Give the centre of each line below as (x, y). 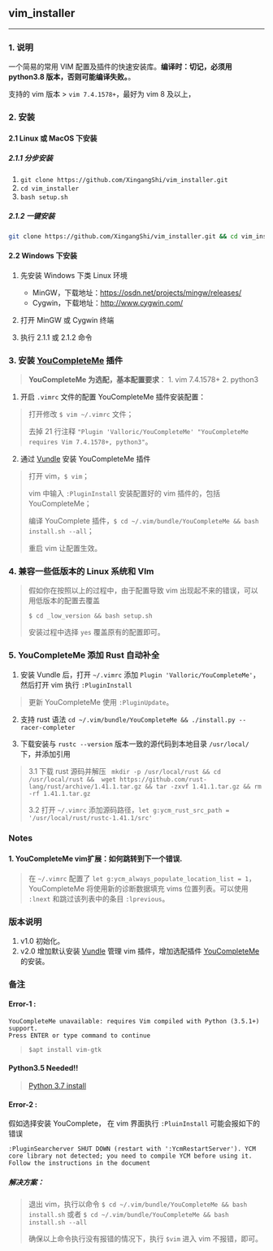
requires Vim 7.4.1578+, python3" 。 (90, 441)
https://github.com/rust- (163, 780)
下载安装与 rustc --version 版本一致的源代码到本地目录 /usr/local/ (134, 744)
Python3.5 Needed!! (43, 1067)
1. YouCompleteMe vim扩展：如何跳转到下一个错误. (95, 859)
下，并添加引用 (45, 754)
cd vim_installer (50, 189)
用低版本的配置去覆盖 (64, 601)
